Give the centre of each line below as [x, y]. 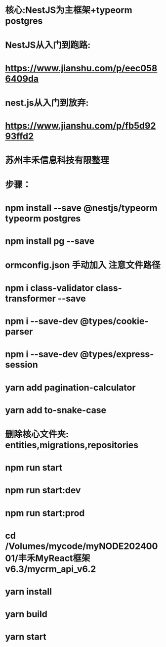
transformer [30, 299]
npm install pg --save [50, 241]
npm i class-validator [49, 288]
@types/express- [117, 354]
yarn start [26, 637]
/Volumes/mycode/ [46, 546]
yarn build [26, 614]
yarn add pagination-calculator [70, 388]
